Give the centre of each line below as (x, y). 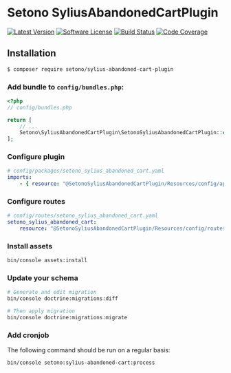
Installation (32, 53)
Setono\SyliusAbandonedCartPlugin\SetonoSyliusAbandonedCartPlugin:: (121, 133)
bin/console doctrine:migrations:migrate (67, 318)
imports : (20, 178)
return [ (20, 120)
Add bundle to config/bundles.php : (66, 87)
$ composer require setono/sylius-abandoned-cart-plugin (90, 69)
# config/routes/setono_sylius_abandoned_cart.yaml (82, 216)
